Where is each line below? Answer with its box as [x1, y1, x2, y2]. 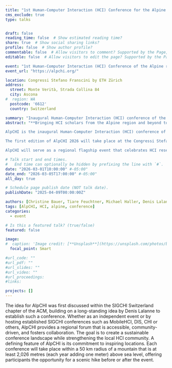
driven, [5, 330, 20, 335]
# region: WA [5, 97, 36, 102]
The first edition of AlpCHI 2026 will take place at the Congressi [5, 139, 155, 144]
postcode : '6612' [10, 101, 47, 106]
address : [5, 82, 24, 87]
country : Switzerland [10, 106, 56, 111]
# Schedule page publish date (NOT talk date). [5, 185, 109, 191]
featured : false [5, 227, 40, 233]
